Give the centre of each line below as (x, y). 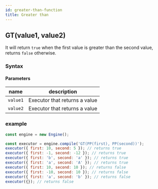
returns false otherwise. (31, 53)
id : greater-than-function (34, 10)
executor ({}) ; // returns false (39, 181)
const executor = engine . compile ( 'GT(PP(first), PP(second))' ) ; (75, 144)
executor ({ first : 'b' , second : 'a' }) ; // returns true (67, 158)
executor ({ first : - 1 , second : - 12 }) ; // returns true (66, 153)
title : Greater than (27, 15)
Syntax (14, 66)
